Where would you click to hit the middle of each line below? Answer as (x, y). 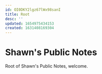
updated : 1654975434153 (30, 23)
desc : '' (14, 19)
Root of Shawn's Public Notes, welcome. (47, 66)
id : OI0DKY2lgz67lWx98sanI (33, 10)
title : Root (17, 14)
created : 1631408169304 (30, 28)
